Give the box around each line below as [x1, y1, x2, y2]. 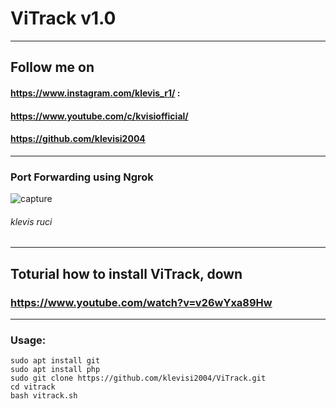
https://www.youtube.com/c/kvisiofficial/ [10, 110, 189, 122]
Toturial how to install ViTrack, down [10, 265, 243, 282]
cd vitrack [10, 382, 56, 392]
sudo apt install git [10, 356, 101, 366]
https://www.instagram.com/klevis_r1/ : [10, 87, 181, 99]
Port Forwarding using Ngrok [10, 170, 154, 184]
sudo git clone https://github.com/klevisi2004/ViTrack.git [10, 373, 267, 384]
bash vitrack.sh [10, 391, 78, 401]
